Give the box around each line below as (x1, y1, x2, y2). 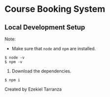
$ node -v (4, 55, 25, 60)
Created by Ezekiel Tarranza (4, 86, 62, 92)
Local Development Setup (4, 23, 85, 32)
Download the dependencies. (11, 68, 72, 74)
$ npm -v (4, 60, 23, 65)
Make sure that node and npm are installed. (11, 46, 96, 51)
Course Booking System (4, 3, 106, 15)
